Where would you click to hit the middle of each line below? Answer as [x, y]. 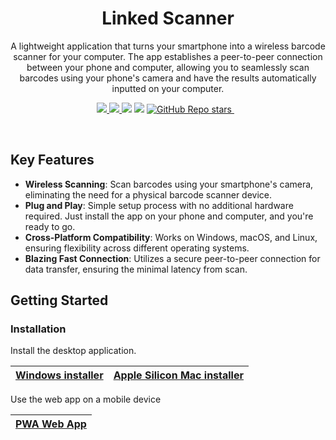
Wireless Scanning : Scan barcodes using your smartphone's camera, [169, 184]
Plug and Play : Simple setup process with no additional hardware [159, 205]
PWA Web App [51, 424]
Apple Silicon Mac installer [178, 375]
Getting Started [59, 300]
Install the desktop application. [73, 351]
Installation [38, 329]
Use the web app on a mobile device [86, 399]
